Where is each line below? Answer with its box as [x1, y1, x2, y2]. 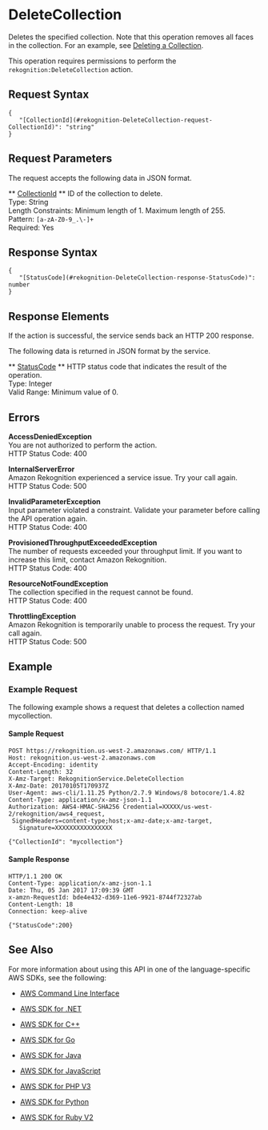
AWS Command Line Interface [19, 988, 120, 998]
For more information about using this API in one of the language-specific [8, 964, 250, 974]
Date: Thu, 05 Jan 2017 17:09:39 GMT [8, 887, 134, 895]
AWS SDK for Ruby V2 [19, 1112, 94, 1122]
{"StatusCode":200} [8, 922, 74, 930]
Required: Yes [8, 222, 54, 232]
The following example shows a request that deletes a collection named [8, 702, 245, 711]
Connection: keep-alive [8, 908, 88, 916]
